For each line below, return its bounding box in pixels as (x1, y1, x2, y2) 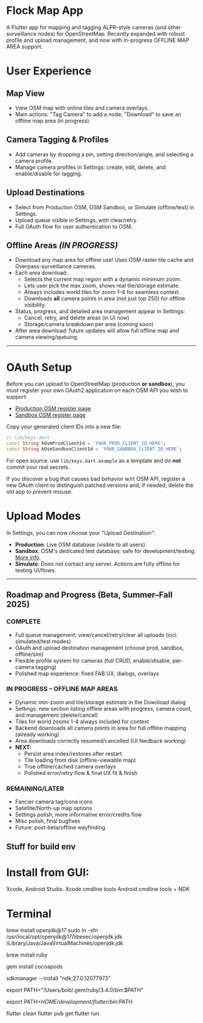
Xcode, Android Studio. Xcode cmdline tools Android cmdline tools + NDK (6, 886, 190, 893)
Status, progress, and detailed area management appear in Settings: (14, 308, 185, 315)
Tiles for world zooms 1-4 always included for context (14, 717, 149, 725)
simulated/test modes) (14, 638, 71, 645)
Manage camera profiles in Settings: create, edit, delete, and (14, 163, 166, 171)
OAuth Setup (6, 361, 72, 374)
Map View (6, 88, 45, 99)
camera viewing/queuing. (14, 333, 79, 341)
